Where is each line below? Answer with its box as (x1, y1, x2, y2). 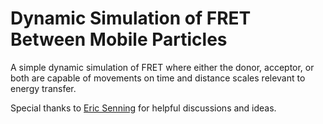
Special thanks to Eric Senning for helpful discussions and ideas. (10, 102, 277, 114)
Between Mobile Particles (10, 28, 228, 51)
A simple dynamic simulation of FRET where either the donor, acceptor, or (10, 61, 315, 73)
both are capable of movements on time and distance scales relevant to (10, 72, 306, 84)
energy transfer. (10, 82, 77, 94)
